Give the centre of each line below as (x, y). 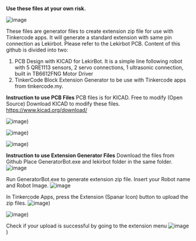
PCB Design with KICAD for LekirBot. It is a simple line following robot (98, 61)
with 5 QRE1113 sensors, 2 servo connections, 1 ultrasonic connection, (99, 67)
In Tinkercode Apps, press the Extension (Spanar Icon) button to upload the (97, 197)
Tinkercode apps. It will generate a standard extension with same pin (89, 37)
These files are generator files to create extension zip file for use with (90, 31)
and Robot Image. (27, 185)
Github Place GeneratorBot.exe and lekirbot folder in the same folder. (89, 162)
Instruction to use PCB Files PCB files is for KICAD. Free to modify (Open (94, 97)
